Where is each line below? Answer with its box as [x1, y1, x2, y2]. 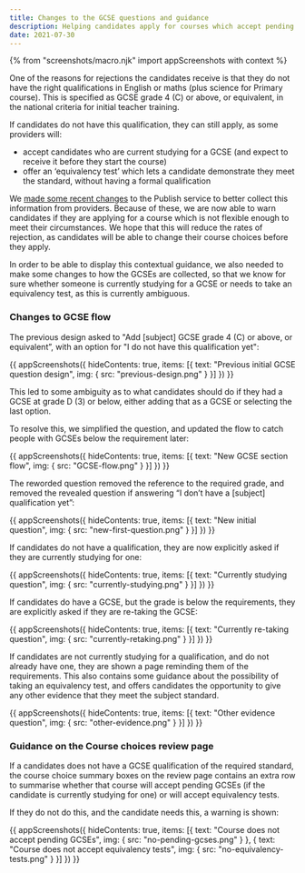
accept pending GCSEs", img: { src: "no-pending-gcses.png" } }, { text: [9, 834, 276, 845]
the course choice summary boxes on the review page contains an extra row [9, 769, 296, 780]
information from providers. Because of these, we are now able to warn [9, 203, 277, 214]
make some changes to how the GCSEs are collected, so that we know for [9, 269, 286, 280]
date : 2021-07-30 [9, 30, 75, 39]
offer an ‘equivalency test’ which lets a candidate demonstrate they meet [22, 166, 295, 177]
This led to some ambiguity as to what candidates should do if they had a [9, 386, 283, 396]
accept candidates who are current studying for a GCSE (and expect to [22, 146, 289, 157]
